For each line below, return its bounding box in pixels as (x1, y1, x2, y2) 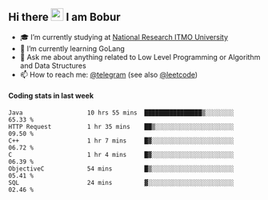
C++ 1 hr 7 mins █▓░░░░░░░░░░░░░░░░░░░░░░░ (8, 137, 234, 145)
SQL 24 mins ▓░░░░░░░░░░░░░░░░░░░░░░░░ (8, 179, 234, 187)
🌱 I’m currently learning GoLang (19, 43, 126, 53)
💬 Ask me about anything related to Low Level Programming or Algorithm (19, 52, 261, 62)
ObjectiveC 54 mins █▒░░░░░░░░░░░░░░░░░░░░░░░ (8, 165, 234, 173)
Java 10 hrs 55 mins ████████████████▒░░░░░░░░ (8, 109, 234, 117)
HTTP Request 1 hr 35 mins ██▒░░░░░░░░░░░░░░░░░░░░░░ (8, 123, 234, 131)
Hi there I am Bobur (8, 10, 122, 24)
